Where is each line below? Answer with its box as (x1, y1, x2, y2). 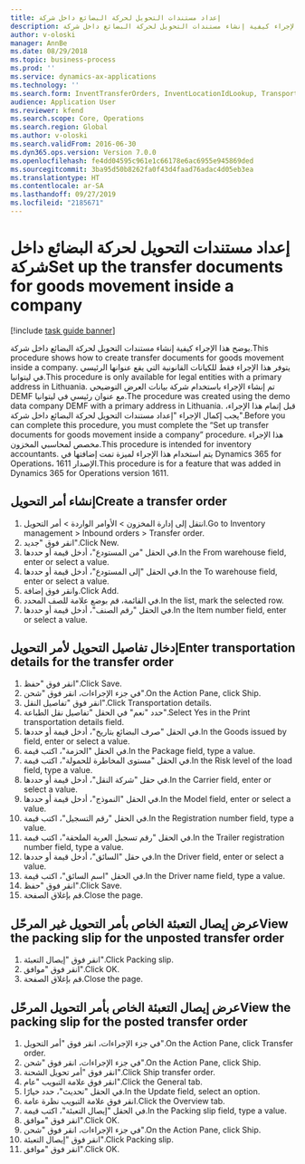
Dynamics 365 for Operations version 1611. (10, 467, 169, 478)
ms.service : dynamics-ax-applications (10, 72, 157, 81)
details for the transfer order (10, 654, 175, 670)
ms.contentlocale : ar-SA (10, 182, 104, 191)
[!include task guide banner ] (10, 325, 116, 336)
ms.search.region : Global (10, 123, 108, 132)
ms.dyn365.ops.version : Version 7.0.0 (10, 148, 157, 157)
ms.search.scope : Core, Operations (10, 114, 145, 123)
